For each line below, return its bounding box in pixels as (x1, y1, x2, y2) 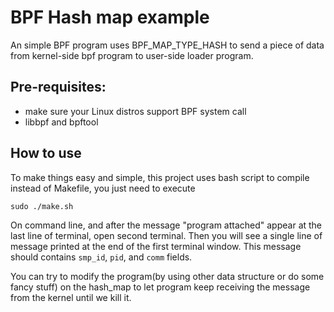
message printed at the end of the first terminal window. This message (10, 240, 302, 252)
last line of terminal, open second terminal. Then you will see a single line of (10, 229, 323, 241)
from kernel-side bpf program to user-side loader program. (10, 49, 254, 61)
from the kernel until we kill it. (10, 291, 132, 303)
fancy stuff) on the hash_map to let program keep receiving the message (10, 281, 311, 293)
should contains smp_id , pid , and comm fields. (10, 251, 193, 263)
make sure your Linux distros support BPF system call (24, 105, 247, 117)
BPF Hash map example (10, 6, 210, 29)
